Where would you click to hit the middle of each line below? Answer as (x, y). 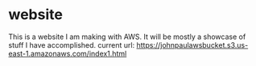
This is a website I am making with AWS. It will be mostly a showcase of (127, 37)
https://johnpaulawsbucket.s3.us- (192, 45)
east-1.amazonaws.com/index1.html (68, 53)
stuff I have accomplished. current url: (72, 45)
